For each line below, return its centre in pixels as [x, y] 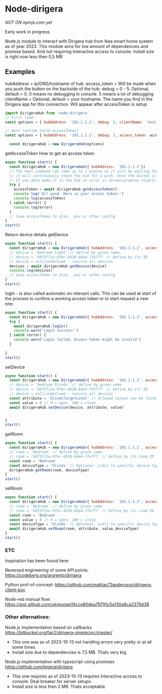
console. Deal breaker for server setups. [52, 681]
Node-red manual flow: [28, 599]
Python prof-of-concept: [29, 585]
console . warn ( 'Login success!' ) [46, 331]
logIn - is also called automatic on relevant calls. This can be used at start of [81, 293]
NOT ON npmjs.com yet [28, 22]
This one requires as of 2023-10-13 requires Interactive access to [77, 676]
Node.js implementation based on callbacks [48, 628]
